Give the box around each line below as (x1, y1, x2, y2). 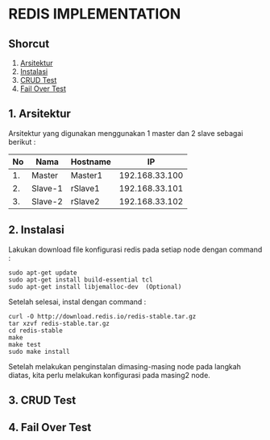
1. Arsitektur (8, 107, 71, 121)
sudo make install (8, 347, 70, 356)
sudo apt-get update (8, 269, 78, 277)
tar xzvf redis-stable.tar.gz (8, 319, 110, 327)
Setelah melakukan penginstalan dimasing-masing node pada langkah (8, 361, 242, 371)
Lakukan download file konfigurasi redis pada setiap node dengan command (8, 245, 263, 254)
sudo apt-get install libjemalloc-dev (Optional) (8, 282, 182, 290)
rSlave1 (70, 183, 100, 194)
